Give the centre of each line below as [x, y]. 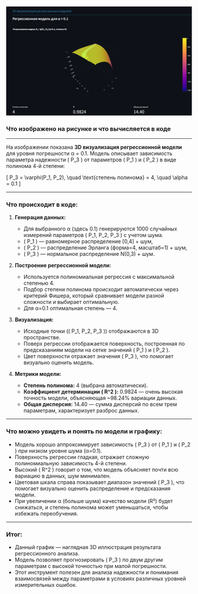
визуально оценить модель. [59, 363]
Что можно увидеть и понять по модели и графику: [84, 431]
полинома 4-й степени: [36, 166]
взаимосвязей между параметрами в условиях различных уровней [100, 579]
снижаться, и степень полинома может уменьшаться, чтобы [91, 507]
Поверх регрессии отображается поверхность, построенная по [104, 344]
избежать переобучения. [46, 513]
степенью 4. [39, 283]
